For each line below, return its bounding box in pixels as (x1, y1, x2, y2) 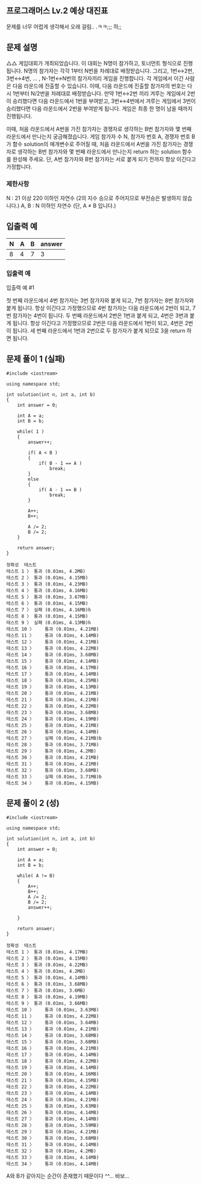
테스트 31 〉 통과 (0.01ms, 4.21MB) (6, 761, 99, 767)
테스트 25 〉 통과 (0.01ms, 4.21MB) (6, 722, 99, 728)
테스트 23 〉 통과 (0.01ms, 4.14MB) (6, 1090, 99, 1096)
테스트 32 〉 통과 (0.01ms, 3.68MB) (6, 767, 99, 773)
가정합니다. (6, 163, 33, 170)
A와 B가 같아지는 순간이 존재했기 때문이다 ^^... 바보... (6, 1172, 130, 1180)
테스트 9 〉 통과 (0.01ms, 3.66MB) (6, 1000, 89, 1006)
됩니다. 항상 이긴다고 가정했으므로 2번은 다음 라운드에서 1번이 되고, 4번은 (12, 320, 184, 327)
